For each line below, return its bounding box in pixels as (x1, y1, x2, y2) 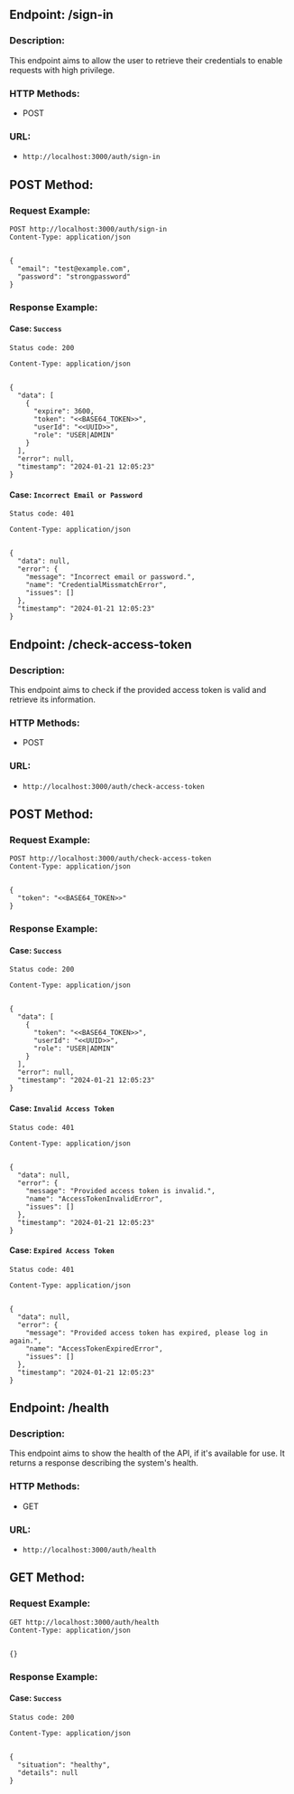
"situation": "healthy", (17, 1760, 111, 1770)
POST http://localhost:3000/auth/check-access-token (9, 854, 212, 863)
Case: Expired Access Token (9, 1245, 115, 1256)
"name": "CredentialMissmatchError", (25, 581, 168, 590)
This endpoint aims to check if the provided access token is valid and (9, 684, 267, 695)
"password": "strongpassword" (17, 271, 131, 281)
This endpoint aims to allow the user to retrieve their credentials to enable (9, 54, 283, 66)
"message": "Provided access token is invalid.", (25, 1186, 216, 1195)
